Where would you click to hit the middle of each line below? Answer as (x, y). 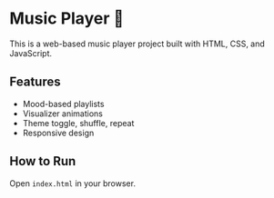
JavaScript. (31, 53)
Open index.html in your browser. (73, 183)
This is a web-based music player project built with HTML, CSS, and (137, 44)
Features (35, 82)
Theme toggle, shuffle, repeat (78, 123)
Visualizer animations (62, 114)
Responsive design (58, 133)
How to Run (43, 161)
